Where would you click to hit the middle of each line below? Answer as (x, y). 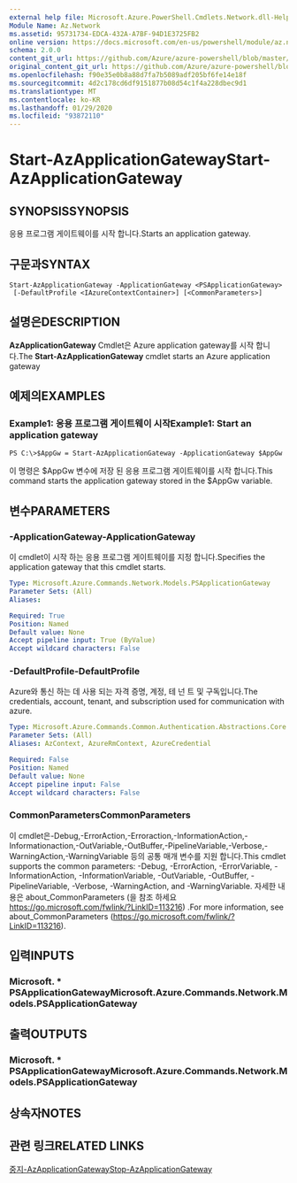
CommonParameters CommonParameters (100, 815)
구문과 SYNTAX (50, 264)
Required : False (39, 760)
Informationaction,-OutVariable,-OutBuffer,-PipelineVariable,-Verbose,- (138, 845)
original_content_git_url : (59, 67)
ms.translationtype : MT (53, 91)
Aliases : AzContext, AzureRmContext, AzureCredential (110, 744)
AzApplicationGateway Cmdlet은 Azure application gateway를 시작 (132, 345)
